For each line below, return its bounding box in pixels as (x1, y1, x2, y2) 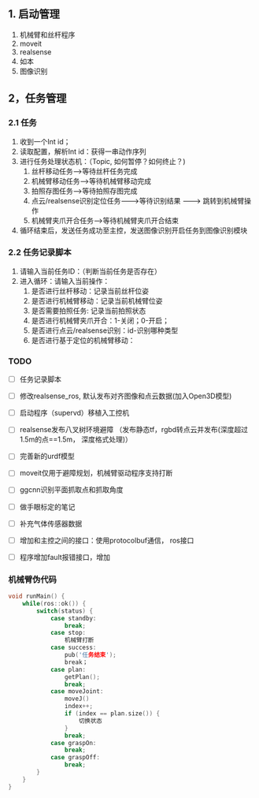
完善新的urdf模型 (19, 452, 75, 461)
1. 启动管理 (8, 7, 61, 21)
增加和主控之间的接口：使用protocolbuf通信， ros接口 (19, 535, 194, 545)
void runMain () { (8, 592, 65, 601)
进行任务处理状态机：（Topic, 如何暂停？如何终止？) (19, 156, 187, 166)
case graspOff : (50, 754, 101, 762)
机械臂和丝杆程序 (19, 30, 76, 39)
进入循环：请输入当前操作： (19, 276, 110, 285)
